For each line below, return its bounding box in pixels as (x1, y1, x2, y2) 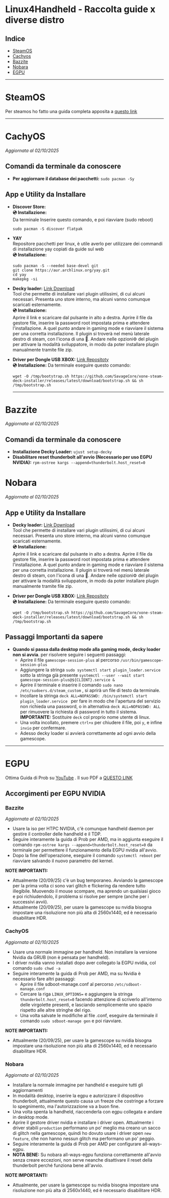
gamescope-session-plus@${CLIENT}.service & (20, 677, 115, 682)
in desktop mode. (12, 1114, 49, 1120)
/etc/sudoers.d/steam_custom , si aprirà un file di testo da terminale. (20, 687, 160, 693)
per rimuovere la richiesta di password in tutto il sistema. (20, 709, 137, 715)
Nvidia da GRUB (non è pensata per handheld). (12, 954, 110, 960)
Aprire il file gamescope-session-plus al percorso (20, 657, 120, 663)
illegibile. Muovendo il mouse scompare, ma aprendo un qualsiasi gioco (12, 888, 161, 894)
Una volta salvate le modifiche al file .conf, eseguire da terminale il (20, 1012, 158, 1018)
